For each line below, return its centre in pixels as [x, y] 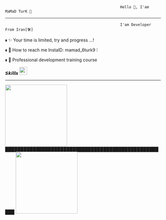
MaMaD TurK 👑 [19, 11]
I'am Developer [136, 25]
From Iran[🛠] [19, 30]
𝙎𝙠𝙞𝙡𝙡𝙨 [12, 73]
